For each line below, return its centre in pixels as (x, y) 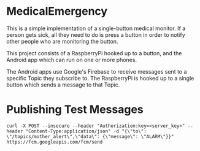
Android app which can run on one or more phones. (71, 60)
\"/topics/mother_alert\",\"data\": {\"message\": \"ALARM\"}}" (90, 136)
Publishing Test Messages (75, 110)
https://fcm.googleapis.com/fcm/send (55, 142)
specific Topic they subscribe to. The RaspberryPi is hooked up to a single (100, 78)
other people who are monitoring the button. (62, 41)
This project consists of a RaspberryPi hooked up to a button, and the (94, 53)
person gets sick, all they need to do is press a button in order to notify (96, 34)
